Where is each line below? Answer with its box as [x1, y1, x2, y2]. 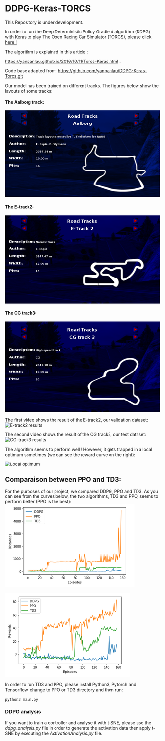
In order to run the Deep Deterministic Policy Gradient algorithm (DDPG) [5, 29, 151, 34]
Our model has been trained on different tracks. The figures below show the [5, 82, 159, 89]
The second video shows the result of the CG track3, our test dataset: [5, 432, 146, 437]
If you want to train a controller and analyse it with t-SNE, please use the [5, 719, 151, 726]
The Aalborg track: [5, 99, 44, 105]
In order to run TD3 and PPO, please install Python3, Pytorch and [5, 682, 137, 688]
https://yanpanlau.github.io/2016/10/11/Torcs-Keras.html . [5, 58, 121, 64]
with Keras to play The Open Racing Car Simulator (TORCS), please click [5, 34, 152, 40]
